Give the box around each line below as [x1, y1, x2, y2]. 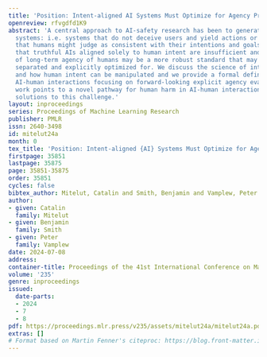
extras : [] [8, 329, 44, 338]
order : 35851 [8, 174, 52, 183]
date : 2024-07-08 [8, 248, 66, 256]
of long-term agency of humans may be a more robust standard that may [15, 56, 258, 64]
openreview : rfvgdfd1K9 [8, 19, 87, 27]
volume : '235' [8, 270, 56, 278]
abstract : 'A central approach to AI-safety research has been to [8, 26, 233, 34]
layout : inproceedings [8, 100, 83, 108]
